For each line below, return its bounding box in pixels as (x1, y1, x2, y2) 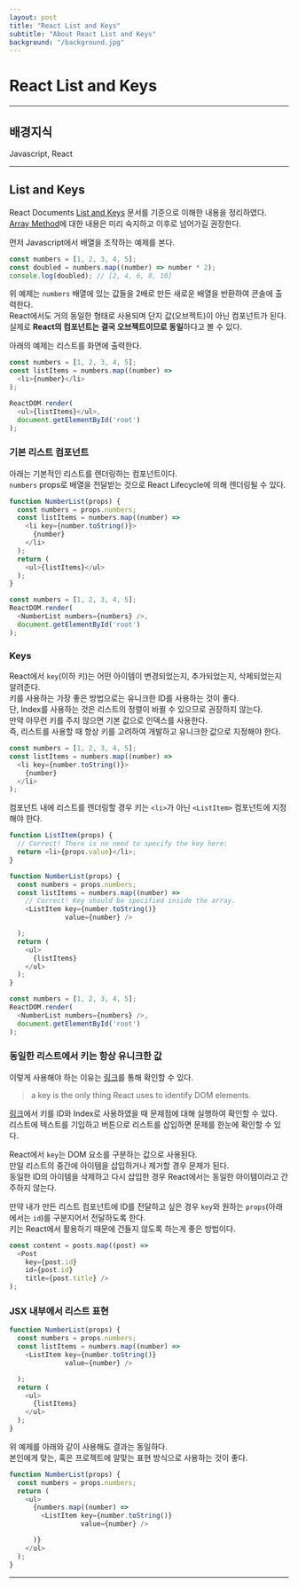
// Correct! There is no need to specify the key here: (17, 839, 228, 848)
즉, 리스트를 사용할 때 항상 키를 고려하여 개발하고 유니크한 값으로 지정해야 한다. (9, 727, 281, 737)
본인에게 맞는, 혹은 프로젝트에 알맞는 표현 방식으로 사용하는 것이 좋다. (9, 1452, 248, 1463)
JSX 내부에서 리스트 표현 (9, 1305, 109, 1317)
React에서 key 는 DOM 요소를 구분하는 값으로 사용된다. (9, 1149, 198, 1159)
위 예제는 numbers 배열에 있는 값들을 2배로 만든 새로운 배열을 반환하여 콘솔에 (9, 288, 273, 299)
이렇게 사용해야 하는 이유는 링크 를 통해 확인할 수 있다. (9, 1072, 193, 1082)
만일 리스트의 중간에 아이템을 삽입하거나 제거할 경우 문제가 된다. (9, 1159, 230, 1171)
